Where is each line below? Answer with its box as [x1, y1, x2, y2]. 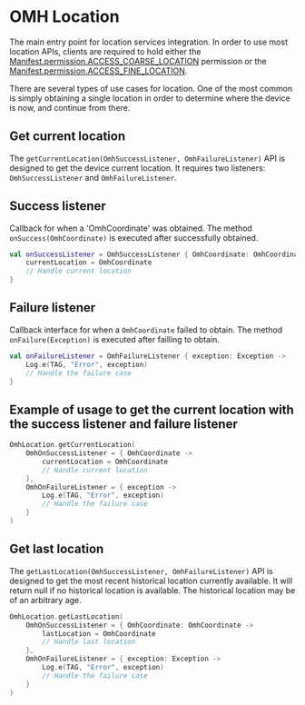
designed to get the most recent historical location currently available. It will [9, 575, 293, 586]
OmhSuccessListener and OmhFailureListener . [9, 172, 177, 183]
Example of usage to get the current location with [9, 402, 295, 417]
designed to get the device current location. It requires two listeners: [9, 162, 266, 174]
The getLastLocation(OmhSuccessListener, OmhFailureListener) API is [9, 565, 274, 576]
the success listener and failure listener [9, 416, 238, 432]
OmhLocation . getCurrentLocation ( [9, 441, 136, 450]
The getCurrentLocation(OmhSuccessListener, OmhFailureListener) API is [9, 153, 286, 164]
